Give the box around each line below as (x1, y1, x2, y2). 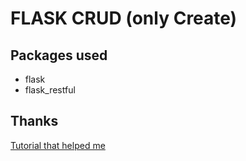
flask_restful (24, 84, 76, 96)
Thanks (10, 113, 59, 130)
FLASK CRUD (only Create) (10, 7, 238, 30)
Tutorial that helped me (10, 139, 106, 151)
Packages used (10, 47, 108, 64)
